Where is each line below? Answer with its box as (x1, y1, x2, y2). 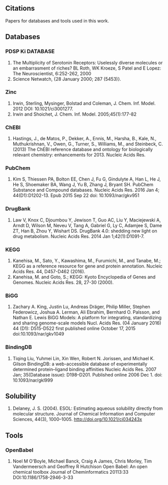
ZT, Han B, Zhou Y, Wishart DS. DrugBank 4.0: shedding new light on (12, 228, 157, 234)
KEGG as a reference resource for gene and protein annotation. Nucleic (12, 263, 163, 269)
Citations (5, 4, 35, 13)
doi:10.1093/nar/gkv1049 (12, 331, 65, 337)
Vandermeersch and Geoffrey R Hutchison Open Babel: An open (12, 464, 148, 470)
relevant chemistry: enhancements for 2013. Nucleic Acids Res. (12, 152, 146, 158)
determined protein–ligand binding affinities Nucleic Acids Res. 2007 (12, 366, 157, 372)
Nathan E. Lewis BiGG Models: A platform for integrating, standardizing (12, 315, 162, 321)
